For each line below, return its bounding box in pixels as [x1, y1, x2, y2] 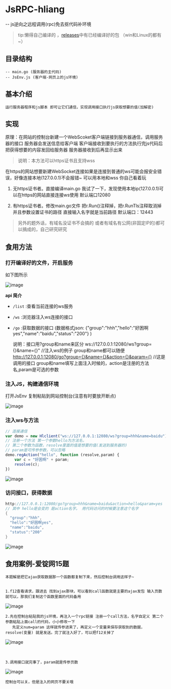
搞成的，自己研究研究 [22, 226, 67, 233]
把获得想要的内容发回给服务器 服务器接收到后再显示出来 [5, 147, 123, 153]
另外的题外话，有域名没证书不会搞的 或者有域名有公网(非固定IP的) [17, 220, 156, 226]
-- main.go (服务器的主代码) [5, 69, 62, 74]
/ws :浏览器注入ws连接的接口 [12, 314, 73, 320]
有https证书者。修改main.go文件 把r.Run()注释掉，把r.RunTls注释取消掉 [12, 203, 162, 209]
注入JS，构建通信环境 [5, 380, 59, 387]
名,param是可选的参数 [12, 366, 59, 372]
